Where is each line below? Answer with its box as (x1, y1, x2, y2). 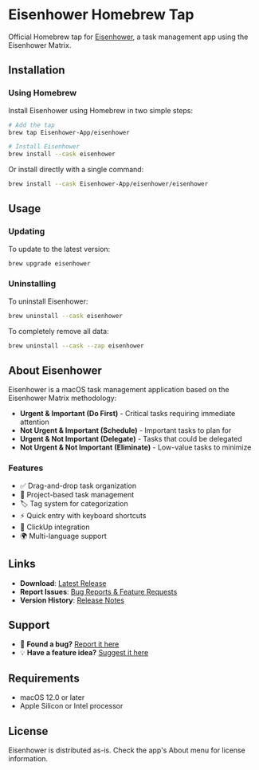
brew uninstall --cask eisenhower (8, 312, 124, 320)
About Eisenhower (8, 364, 102, 377)
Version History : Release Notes (19, 595, 125, 605)
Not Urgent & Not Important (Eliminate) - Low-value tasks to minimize (19, 442, 252, 452)
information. (8, 753, 49, 763)
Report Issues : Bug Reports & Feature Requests (19, 587, 178, 596)
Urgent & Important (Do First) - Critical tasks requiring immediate (19, 409, 236, 418)
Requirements (8, 671, 80, 685)
